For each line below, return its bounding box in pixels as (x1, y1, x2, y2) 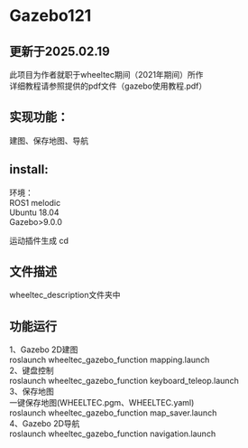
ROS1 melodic (9, 197, 61, 208)
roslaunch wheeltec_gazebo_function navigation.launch (9, 428, 216, 439)
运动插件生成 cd (9, 235, 69, 246)
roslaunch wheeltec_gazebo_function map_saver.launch (9, 407, 217, 418)
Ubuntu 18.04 (9, 207, 60, 218)
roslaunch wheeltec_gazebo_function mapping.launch (9, 354, 210, 366)
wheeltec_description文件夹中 (9, 290, 121, 301)
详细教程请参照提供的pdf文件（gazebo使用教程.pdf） (9, 80, 207, 91)
